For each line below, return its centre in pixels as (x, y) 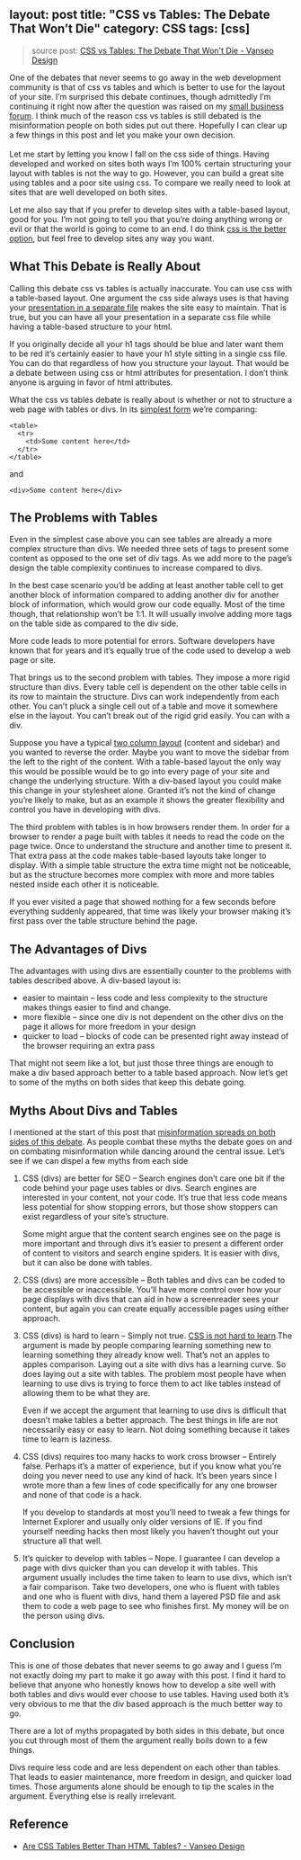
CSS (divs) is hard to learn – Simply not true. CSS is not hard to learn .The (157, 1336)
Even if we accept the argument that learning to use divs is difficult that (155, 1410)
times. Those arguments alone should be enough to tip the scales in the (142, 1786)
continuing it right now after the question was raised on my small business (147, 106)
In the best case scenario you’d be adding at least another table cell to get (146, 586)
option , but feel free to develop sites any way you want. (112, 238)
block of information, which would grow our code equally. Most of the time (147, 604)
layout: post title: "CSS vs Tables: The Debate (140, 15)
